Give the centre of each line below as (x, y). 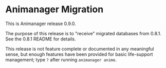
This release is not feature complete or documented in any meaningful (80, 49)
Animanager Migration (54, 9)
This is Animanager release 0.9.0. (41, 24)
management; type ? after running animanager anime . (61, 59)
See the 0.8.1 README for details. (41, 39)
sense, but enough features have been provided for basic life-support (79, 54)
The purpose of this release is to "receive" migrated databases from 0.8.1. (84, 33)
